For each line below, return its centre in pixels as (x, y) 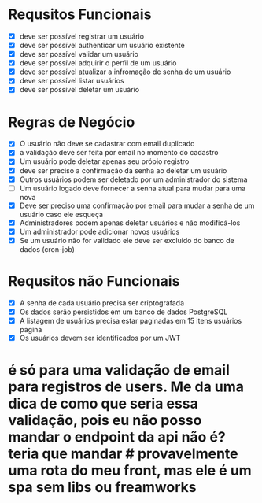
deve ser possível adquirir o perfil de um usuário (98, 63)
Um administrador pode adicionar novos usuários (100, 231)
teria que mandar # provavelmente (123, 454)
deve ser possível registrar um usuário (81, 36)
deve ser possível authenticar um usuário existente (102, 45)
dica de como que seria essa (103, 404)
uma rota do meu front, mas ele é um (130, 471)
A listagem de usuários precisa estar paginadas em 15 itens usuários (131, 321)
